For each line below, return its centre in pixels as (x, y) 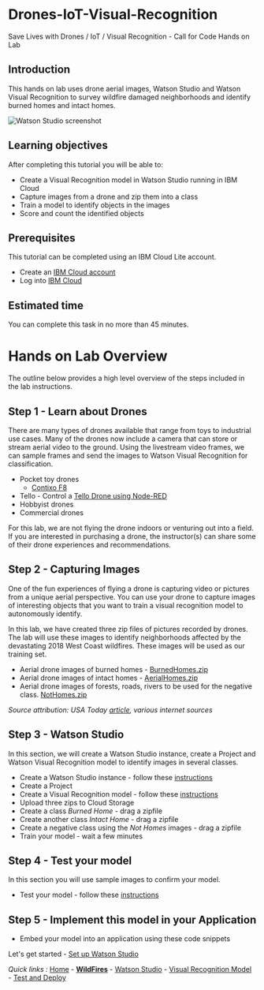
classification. (31, 464)
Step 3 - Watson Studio (66, 735)
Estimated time (46, 305)
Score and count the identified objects (82, 213)
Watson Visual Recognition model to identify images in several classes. (123, 762)
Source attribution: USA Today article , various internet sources (110, 710)
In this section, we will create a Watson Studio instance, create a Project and (132, 753)
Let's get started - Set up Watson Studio (74, 954)
